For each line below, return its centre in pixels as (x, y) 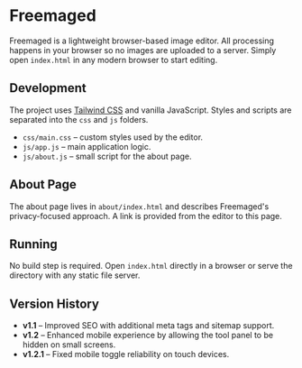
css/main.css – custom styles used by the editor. (113, 137)
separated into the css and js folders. (79, 119)
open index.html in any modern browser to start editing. (114, 60)
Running (34, 244)
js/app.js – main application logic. (87, 146)
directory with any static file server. (75, 275)
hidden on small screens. (69, 345)
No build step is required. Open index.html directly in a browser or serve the (151, 266)
